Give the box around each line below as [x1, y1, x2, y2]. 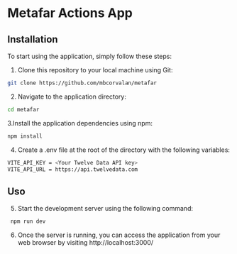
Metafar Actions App [7, 5, 133, 21]
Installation [7, 33, 58, 45]
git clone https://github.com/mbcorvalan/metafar [7, 79, 158, 87]
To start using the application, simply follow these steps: [7, 52, 172, 60]
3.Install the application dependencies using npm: [7, 118, 153, 127]
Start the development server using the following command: [17, 204, 194, 213]
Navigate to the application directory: [17, 92, 126, 101]
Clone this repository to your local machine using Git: [17, 66, 173, 74]
